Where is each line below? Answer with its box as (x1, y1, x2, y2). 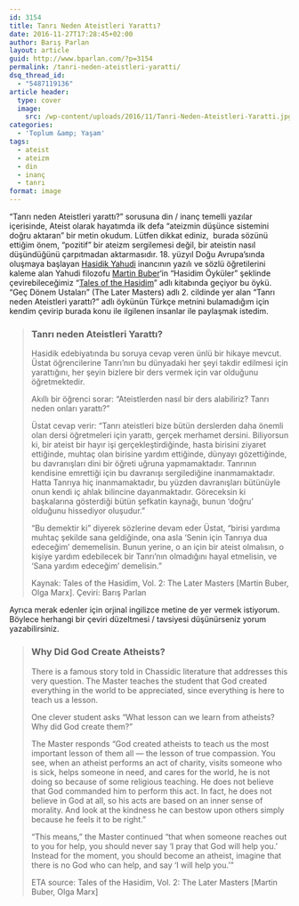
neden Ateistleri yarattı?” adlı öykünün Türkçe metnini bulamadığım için (9, 296, 270, 307)
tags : (9, 137, 29, 146)
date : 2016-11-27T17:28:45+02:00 (9, 29, 133, 38)
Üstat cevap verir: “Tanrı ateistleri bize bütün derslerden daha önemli (30, 420, 284, 432)
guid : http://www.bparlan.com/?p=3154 (9, 54, 153, 63)
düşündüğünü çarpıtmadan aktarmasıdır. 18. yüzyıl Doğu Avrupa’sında (9, 249, 265, 259)
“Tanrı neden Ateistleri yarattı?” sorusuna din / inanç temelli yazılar (9, 211, 254, 222)
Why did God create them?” (30, 721, 133, 732)
